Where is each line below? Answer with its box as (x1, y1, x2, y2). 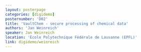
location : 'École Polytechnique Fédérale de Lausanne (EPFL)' (5, 35, 137, 40)
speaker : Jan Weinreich (5, 30, 55, 35)
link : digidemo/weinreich (5, 40, 59, 45)
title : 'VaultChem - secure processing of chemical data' (5, 21, 128, 26)
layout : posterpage (5, 7, 46, 12)
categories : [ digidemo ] (5, 12, 55, 17)
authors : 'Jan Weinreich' (5, 26, 59, 31)
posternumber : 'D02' (5, 16, 48, 21)
